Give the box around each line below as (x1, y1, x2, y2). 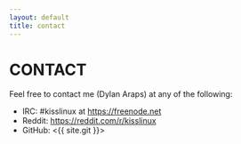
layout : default (9, 12, 69, 22)
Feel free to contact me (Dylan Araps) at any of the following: (9, 89, 233, 100)
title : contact (9, 21, 66, 30)
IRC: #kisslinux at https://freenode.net (21, 106, 162, 116)
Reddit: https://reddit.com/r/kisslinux (21, 116, 157, 126)
